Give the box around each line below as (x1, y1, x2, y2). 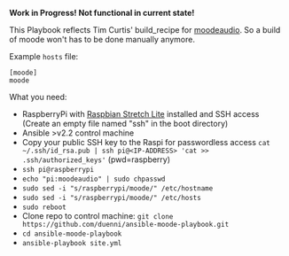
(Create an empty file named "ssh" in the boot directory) (21, 119, 229, 128)
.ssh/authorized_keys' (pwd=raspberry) (21, 154, 171, 165)
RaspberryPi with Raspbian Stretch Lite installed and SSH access (21, 109, 260, 119)
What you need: (9, 92, 67, 102)
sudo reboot (21, 203, 66, 212)
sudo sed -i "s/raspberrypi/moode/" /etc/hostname (21, 184, 214, 193)
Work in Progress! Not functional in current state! (9, 8, 195, 18)
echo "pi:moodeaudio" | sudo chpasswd (21, 175, 166, 183)
